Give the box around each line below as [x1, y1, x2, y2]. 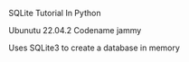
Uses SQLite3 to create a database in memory [8, 42, 180, 53]
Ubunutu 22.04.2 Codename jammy [8, 25, 142, 35]
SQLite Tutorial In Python [8, 8, 101, 18]
